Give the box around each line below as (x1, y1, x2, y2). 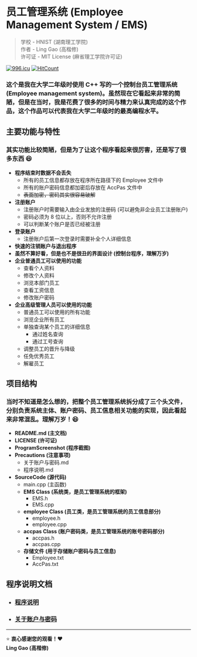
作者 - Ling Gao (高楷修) (20, 45, 79, 53)
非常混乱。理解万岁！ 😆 (12, 415, 79, 423)
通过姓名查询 (32, 330, 63, 337)
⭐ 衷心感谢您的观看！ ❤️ (6, 635, 63, 642)
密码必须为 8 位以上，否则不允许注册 (23, 213, 113, 220)
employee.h (32, 514, 61, 522)
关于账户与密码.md (23, 459, 69, 466)
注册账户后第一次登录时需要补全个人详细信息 (23, 235, 132, 242)
